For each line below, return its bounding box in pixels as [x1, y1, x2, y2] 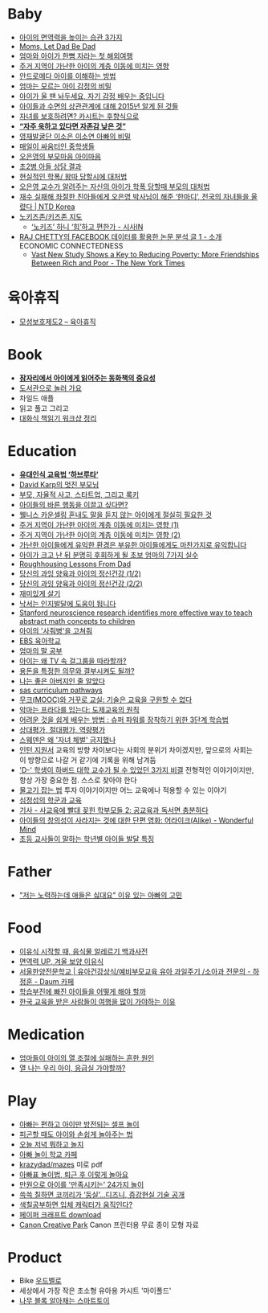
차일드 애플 [18, 393, 55, 403]
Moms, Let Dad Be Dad [18, 41, 96, 51]
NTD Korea [39, 202, 75, 211]
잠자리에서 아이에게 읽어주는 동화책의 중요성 [18, 373, 156, 383]
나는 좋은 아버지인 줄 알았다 [18, 676, 106, 686]
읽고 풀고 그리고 [18, 403, 69, 412]
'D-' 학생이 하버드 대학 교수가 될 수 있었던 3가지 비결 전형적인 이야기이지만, [18, 765, 254, 774]
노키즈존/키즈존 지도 [18, 211, 83, 221]
